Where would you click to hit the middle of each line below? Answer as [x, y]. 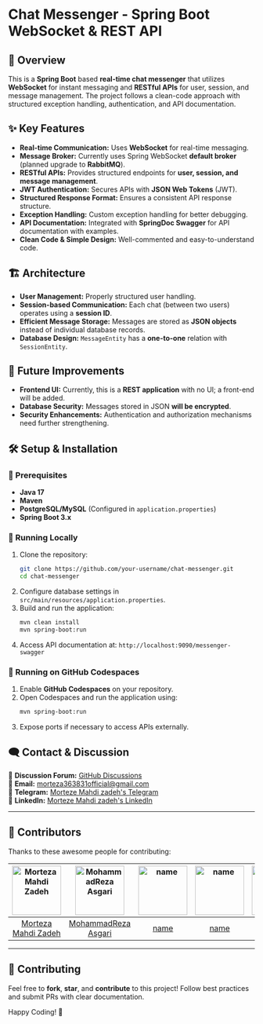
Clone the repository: [54, 554]
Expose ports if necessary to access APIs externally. [104, 727]
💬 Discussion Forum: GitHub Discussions [75, 775]
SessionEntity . [43, 346]
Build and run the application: [67, 608]
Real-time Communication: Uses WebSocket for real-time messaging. [134, 148]
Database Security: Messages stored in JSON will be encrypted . [125, 407]
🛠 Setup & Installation [63, 449]
